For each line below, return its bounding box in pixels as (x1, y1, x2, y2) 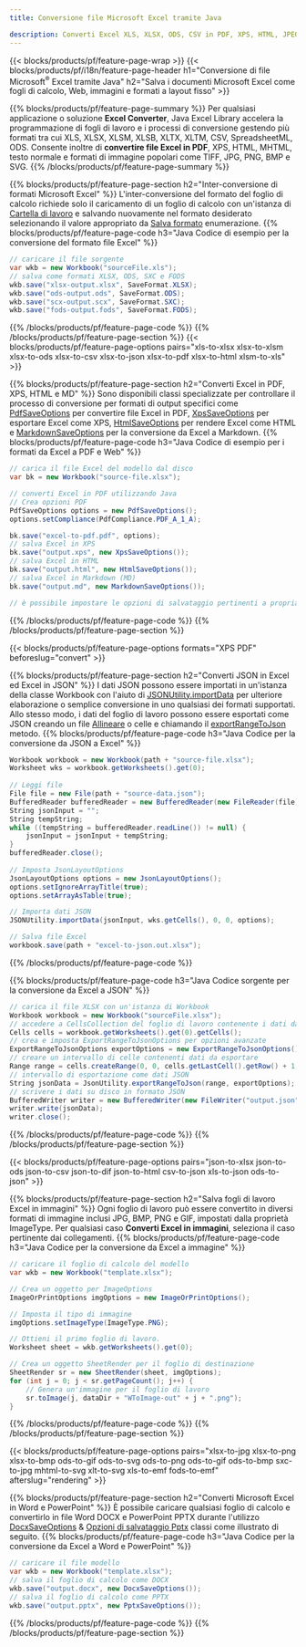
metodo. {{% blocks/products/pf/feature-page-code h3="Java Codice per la (9, 727, 296, 739)
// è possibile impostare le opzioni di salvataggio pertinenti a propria (9, 599, 300, 608)
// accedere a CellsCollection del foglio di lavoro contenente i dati (9, 1019, 287, 1028)
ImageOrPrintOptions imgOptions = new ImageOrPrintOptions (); (9, 1293, 250, 1302)
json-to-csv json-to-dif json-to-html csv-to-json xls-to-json (25, 1166, 249, 1177)
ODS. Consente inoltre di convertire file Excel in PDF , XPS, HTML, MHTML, (9, 142, 293, 153)
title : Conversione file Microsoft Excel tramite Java (9, 13, 222, 23)
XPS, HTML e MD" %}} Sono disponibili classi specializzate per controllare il (9, 389, 296, 400)
